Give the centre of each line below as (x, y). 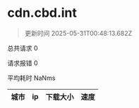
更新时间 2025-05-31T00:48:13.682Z (78, 33)
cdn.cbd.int (42, 13)
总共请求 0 (23, 48)
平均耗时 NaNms (31, 78)
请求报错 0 (23, 63)
